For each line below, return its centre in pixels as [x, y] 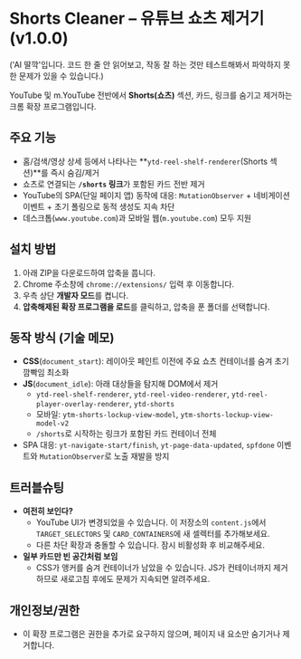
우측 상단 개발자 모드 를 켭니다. [75, 295]
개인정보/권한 [45, 611]
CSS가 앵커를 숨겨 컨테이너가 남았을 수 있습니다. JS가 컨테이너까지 [154, 568]
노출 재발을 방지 [141, 456]
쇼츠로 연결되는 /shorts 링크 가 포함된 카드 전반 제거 [113, 184]
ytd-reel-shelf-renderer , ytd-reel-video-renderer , [132, 394]
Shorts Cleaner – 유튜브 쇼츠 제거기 [137, 19]
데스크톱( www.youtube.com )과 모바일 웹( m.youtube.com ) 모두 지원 [136, 217]
